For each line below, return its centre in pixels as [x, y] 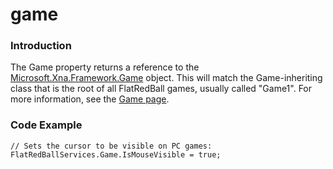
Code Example [46, 125]
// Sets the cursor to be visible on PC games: [111, 146]
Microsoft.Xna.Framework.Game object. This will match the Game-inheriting [166, 78]
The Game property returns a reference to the [105, 67]
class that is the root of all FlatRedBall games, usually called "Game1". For [161, 89]
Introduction [41, 46]
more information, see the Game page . [90, 99]
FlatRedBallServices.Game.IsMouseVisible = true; [116, 154]
